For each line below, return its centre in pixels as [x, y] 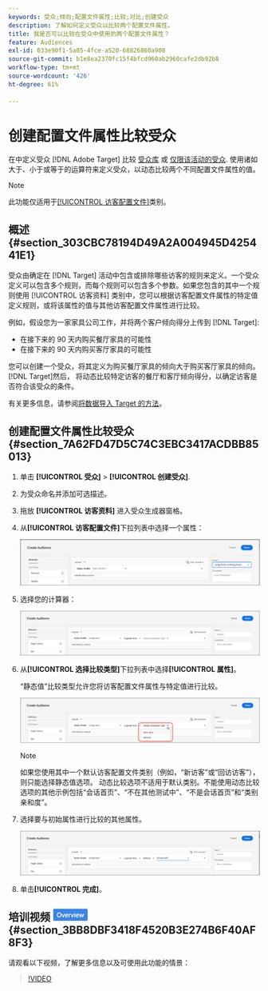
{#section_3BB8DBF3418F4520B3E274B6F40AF [132, 930]
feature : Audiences [41, 42]
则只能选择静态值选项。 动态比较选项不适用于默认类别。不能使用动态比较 [140, 782]
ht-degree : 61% [33, 84]
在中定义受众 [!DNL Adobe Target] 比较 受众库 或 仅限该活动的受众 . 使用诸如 [133, 159]
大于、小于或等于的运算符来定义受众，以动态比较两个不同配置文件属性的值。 [134, 170]
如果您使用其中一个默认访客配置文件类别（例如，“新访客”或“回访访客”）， [140, 772]
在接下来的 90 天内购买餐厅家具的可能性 [86, 339]
